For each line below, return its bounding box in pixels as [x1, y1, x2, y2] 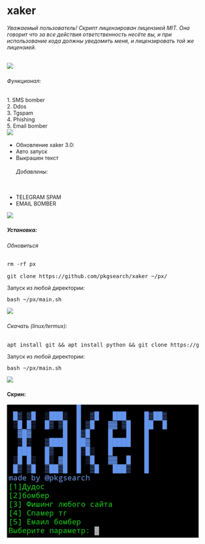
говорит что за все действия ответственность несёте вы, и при [7, 30, 172, 38]
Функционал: [7, 77, 41, 84]
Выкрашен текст [15, 154, 59, 162]
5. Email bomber [7, 122, 48, 129]
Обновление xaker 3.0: [15, 141, 75, 148]
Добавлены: [15, 168, 48, 176]
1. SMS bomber [7, 96, 45, 104]
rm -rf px [7, 260, 36, 268]
